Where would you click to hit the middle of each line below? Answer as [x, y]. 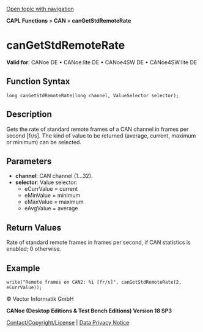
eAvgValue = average [51, 208]
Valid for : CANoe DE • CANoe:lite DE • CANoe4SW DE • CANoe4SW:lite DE [102, 62]
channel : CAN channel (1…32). [54, 176]
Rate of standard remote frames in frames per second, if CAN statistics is [98, 242]
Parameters [29, 161]
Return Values [34, 228]
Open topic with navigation [40, 9]
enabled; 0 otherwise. [34, 249]
